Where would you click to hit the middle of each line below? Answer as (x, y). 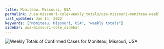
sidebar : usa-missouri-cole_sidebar (42, 28)
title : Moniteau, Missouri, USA (38, 9)
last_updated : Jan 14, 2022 (34, 18)
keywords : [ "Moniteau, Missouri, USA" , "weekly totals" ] (64, 23)
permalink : (16, 14)
